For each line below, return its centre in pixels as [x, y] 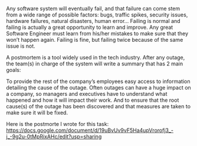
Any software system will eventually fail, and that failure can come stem [93, 9]
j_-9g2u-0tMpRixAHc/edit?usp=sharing [54, 137]
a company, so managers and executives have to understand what [87, 94]
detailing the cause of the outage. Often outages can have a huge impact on [99, 87]
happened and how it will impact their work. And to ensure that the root [93, 100]
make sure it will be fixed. [37, 112]
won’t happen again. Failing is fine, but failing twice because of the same [95, 40]
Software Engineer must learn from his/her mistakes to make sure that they [97, 34]
